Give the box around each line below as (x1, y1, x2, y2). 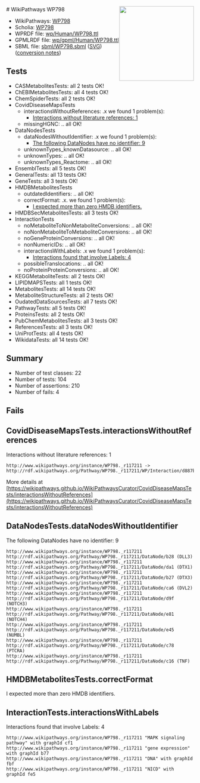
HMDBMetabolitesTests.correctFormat (6, 674, 153, 684)
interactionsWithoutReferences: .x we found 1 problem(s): (23, 108, 165, 115)
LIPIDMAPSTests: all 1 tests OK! (14, 279, 92, 286)
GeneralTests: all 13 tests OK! (14, 171, 87, 178)
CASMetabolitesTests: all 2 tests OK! (14, 82, 104, 89)
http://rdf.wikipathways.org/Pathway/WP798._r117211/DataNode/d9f (6, 595, 174, 601)
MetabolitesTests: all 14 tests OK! (14, 285, 96, 292)
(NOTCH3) (6, 600, 28, 607)
